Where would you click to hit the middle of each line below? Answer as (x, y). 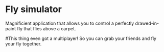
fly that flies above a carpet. (46, 28)
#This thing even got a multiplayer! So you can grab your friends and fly (81, 38)
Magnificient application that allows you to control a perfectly (70, 23)
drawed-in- (147, 23)
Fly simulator (34, 9)
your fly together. (24, 43)
